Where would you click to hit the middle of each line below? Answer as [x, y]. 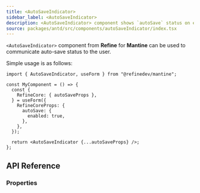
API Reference [33, 166]
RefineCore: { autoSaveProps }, [57, 95]
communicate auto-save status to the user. [59, 52]
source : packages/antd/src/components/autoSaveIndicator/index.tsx [92, 28]
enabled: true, [46, 116]
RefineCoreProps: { [41, 106]
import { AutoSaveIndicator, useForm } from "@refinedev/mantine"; [92, 74]
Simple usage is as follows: [39, 63]
